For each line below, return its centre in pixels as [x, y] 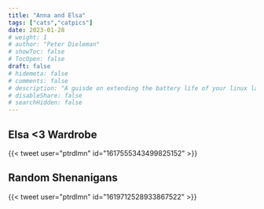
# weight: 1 [27, 37]
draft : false [29, 67]
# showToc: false [37, 52]
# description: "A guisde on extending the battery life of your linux [128, 88]
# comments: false [38, 81]
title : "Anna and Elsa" [47, 15]
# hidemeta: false [38, 74]
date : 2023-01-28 [37, 30]
